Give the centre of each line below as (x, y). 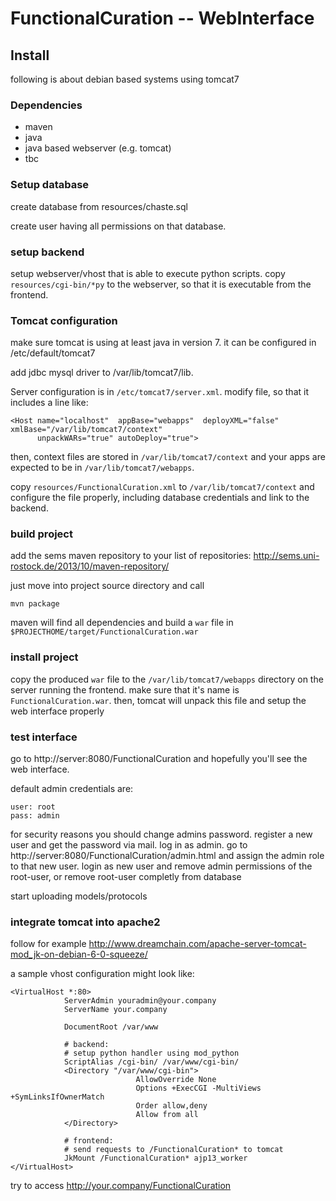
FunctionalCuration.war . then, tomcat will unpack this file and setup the (158, 700)
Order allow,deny (171, 1106)
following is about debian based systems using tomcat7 (125, 79)
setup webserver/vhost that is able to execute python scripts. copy (148, 273)
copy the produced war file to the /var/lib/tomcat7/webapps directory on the (167, 679)
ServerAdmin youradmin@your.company (140, 1001)
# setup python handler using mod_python (151, 1053)
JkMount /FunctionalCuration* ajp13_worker (155, 1158)
